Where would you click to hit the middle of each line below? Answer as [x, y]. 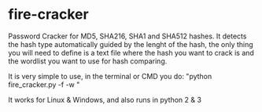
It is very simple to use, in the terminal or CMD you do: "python [110, 76]
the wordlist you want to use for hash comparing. [88, 61]
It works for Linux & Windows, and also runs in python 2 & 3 [105, 99]
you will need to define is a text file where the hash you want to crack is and [131, 52]
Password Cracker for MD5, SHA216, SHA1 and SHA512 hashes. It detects [127, 36]
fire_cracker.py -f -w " [44, 85]
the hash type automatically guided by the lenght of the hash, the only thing [131, 44]
